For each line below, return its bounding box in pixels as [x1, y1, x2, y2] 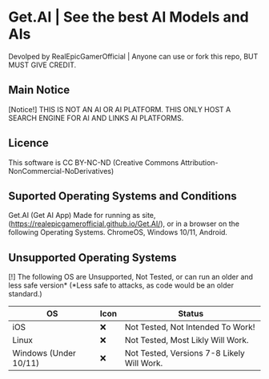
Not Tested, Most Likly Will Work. [124, 335, 250, 346]
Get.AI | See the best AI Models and [8, 8, 250, 26]
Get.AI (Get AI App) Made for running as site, [8, 211, 156, 220]
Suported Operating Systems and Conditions [8, 189, 238, 203]
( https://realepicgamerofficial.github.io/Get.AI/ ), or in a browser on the [8, 219, 240, 228]
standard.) [8, 289, 42, 299]
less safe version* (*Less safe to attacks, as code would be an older [8, 280, 235, 290]
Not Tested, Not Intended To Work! [124, 321, 255, 333]
